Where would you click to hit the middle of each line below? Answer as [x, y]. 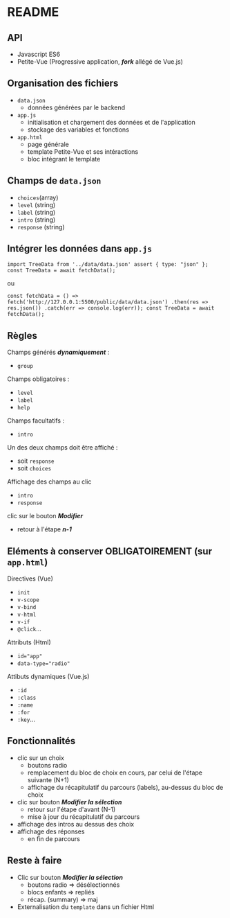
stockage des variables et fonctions [78, 130]
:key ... [26, 720]
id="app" [30, 656]
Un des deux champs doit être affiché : [63, 448]
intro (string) [36, 220]
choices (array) [38, 197]
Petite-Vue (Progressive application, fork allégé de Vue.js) [100, 62]
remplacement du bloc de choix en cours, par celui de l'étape [115, 773]
